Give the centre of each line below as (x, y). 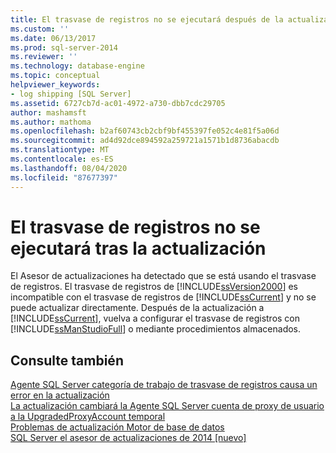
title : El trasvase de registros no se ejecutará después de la (147, 19)
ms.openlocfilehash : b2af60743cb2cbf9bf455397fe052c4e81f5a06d (145, 131)
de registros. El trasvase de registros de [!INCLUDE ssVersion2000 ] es (154, 287)
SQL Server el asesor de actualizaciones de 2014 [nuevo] (128, 438)
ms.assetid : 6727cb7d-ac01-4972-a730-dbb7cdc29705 (118, 103)
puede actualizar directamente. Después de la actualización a (137, 308)
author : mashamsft (48, 112)
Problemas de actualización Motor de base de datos (117, 427)
